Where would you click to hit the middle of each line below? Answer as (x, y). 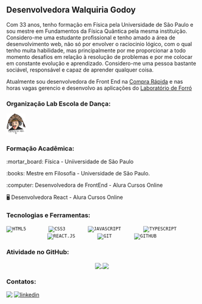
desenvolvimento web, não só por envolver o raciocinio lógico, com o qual (99, 44)
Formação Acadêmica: (40, 148)
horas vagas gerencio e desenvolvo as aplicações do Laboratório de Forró (99, 88)
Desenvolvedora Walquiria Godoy (71, 10)
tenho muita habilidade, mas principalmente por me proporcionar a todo (96, 50)
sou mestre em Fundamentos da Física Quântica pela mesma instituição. (97, 31)
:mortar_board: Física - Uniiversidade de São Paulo (70, 162)
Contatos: (21, 282)
